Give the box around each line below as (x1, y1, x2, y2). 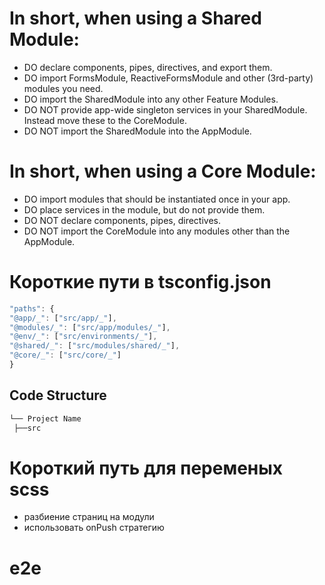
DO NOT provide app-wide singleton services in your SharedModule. (23, 103, 308, 116)
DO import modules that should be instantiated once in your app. (23, 193, 291, 205)
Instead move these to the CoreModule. (23, 114, 187, 126)
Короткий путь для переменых (9, 457, 284, 479)
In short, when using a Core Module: (9, 160, 317, 183)
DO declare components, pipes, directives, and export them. (23, 61, 273, 73)
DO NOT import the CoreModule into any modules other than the (23, 225, 291, 237)
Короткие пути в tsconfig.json (9, 271, 272, 294)
